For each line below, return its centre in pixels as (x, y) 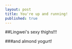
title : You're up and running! (36, 14)
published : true (21, 18)
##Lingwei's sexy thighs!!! (31, 32)
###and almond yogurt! (29, 41)
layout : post (18, 9)
